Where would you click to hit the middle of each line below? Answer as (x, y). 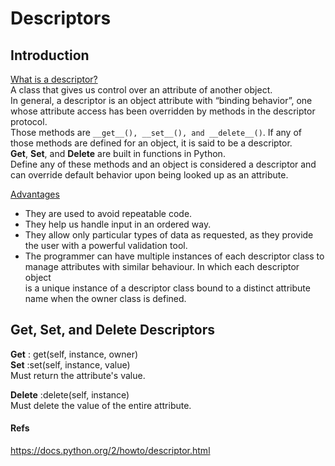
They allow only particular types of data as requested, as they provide (169, 235)
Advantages (35, 194)
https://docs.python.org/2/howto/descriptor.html (110, 451)
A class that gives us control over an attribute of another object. (141, 90)
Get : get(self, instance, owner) (74, 354)
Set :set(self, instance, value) (70, 364)
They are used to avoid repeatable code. (108, 213)
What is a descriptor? (54, 79)
